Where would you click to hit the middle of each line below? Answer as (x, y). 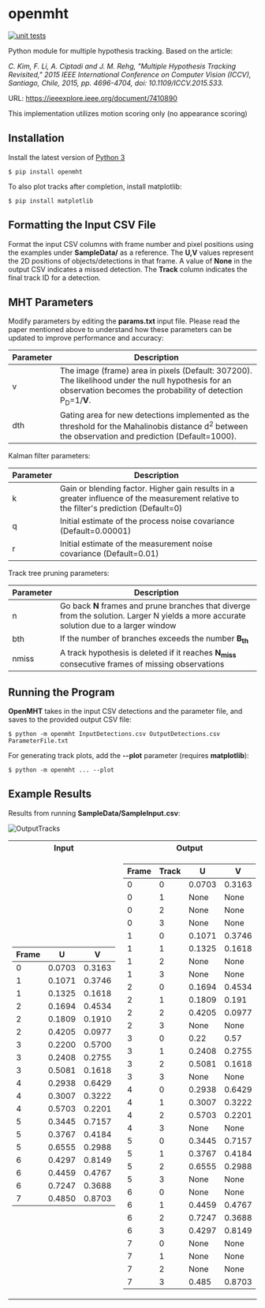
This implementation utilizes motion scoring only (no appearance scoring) (128, 113)
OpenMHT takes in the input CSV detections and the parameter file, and (125, 712)
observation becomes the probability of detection (151, 391)
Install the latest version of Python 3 (67, 157)
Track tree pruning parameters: (59, 573)
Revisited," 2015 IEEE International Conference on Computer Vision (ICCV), (130, 74)
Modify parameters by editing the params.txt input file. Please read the (124, 321)
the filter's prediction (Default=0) (121, 508)
